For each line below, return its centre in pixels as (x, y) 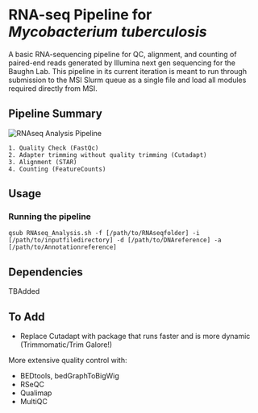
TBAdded (24, 291)
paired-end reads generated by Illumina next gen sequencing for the (122, 63)
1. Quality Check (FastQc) (54, 148)
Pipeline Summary (55, 114)
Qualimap (36, 393)
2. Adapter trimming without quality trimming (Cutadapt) (108, 155)
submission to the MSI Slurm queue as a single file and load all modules (127, 80)
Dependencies (46, 272)
